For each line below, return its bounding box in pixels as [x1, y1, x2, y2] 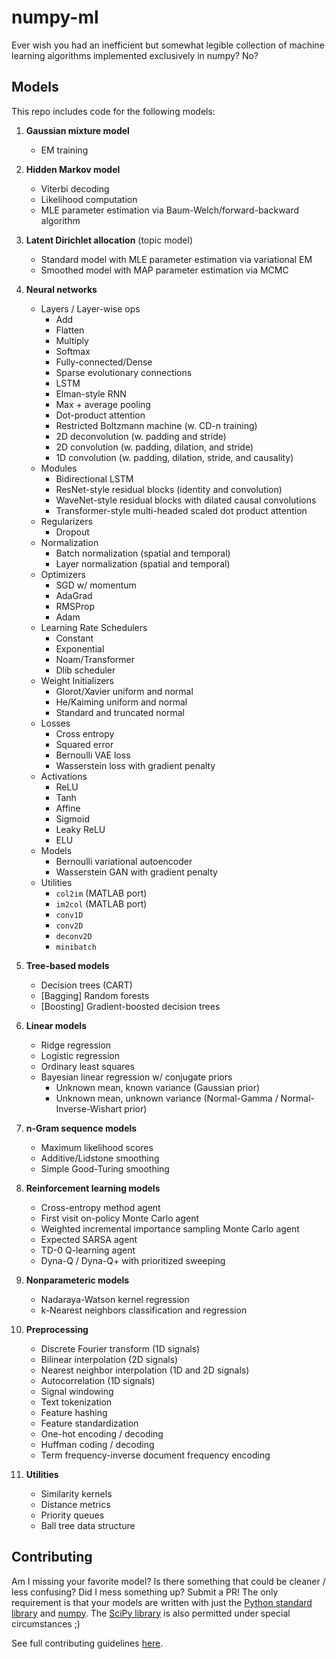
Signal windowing [40, 1385, 114, 1397]
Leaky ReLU [55, 823, 106, 835]
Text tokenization [40, 1396, 113, 1408]
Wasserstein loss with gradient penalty [55, 759, 216, 771]
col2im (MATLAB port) [55, 887, 148, 899]
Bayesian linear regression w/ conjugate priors [40, 1071, 233, 1083]
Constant [55, 632, 94, 644]
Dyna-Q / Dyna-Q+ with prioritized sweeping [40, 1254, 226, 1266]
